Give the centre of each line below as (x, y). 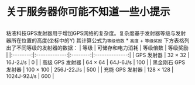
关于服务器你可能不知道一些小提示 (88, 12)
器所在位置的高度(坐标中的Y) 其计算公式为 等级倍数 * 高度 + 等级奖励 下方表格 (95, 40)
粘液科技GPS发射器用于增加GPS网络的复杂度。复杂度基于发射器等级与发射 (96, 33)
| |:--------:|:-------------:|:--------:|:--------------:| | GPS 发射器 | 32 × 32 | (98, 55)
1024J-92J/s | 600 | (30, 76)
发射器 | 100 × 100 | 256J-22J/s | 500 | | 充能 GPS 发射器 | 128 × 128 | (90, 69)
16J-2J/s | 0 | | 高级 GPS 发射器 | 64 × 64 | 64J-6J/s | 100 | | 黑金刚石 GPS (96, 62)
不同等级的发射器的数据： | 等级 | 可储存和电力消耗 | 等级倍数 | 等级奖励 (102, 48)
